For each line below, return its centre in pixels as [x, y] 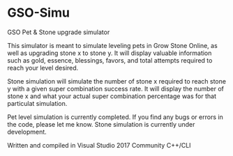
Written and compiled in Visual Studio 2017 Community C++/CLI [99, 145]
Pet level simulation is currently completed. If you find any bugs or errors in [115, 117]
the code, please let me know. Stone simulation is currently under [101, 124]
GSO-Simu [38, 13]
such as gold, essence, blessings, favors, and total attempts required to [110, 60]
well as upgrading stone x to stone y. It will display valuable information [110, 53]
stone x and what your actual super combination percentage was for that [112, 96]
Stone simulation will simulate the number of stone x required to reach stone [117, 81]
